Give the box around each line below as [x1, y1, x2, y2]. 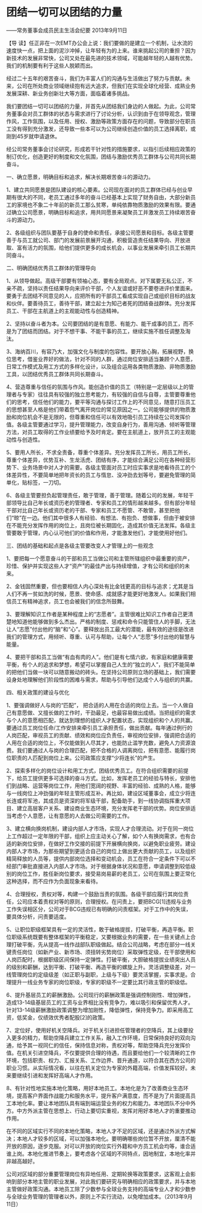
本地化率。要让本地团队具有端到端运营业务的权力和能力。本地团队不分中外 [11, 1099, 196, 1106]
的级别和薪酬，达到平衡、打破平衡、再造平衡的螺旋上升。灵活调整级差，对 [6, 963, 191, 970]
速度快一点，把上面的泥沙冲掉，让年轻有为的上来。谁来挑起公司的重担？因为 [6, 46, 196, 54]
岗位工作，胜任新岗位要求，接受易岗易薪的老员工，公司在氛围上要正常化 [16, 870, 196, 877]
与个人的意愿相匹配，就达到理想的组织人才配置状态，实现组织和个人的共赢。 [6, 716, 196, 724]
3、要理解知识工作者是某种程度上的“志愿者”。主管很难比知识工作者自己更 [6, 610, 188, 618]
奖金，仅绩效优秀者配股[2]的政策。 [22, 1014, 108, 1021]
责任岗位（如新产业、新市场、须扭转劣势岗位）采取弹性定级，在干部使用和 [11, 948, 196, 955]
